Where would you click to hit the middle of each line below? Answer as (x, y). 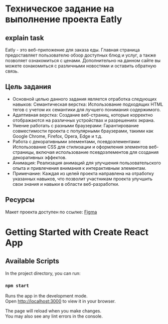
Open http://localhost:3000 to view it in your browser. (61, 301)
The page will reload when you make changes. (53, 310)
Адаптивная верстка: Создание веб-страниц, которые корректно (82, 115)
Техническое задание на (60, 9)
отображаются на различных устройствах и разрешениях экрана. (83, 120)
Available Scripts (32, 261)
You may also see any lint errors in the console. (54, 316)
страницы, (24, 152)
